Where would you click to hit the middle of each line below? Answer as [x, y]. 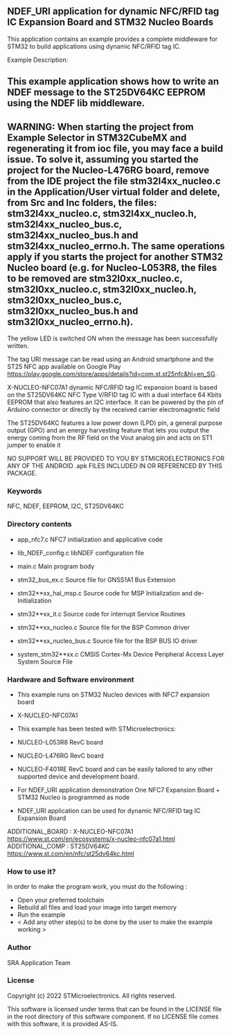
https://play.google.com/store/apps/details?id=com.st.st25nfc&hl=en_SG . [112, 374]
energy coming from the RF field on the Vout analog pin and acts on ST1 [110, 438]
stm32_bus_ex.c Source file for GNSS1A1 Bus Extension [96, 580]
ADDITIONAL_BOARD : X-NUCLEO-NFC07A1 [70, 831]
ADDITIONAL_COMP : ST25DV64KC [59, 846]
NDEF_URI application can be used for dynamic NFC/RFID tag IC [109, 810]
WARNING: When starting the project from [100, 127]
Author [19, 948]
